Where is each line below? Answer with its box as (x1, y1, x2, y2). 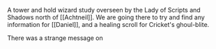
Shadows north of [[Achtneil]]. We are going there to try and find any (7, 13, 206, 21)
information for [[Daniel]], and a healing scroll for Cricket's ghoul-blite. (7, 21, 210, 28)
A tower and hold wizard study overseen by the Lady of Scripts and (7, 6, 201, 14)
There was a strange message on (7, 34, 103, 42)
